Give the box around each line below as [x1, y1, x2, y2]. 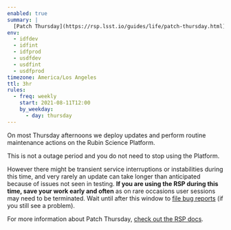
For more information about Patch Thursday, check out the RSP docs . [7, 214, 204, 223]
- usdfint [13, 61, 41, 68]
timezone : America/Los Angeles [7, 73, 97, 81]
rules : [7, 87, 26, 93]
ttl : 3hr [7, 80, 32, 87]
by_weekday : [19, 106, 54, 113]
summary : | [7, 16, 38, 23]
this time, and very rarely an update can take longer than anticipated [7, 172, 201, 181]
